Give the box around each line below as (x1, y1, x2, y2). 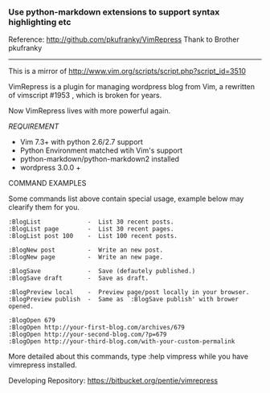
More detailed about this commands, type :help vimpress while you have (8, 352, 249, 362)
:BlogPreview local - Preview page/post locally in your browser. (8, 289, 250, 297)
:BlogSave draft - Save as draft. (8, 274, 149, 283)
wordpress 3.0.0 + (19, 163, 81, 173)
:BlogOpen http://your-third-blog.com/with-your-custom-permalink (8, 338, 235, 346)
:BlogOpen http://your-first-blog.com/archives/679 (8, 324, 185, 332)
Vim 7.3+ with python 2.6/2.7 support (19, 137, 143, 147)
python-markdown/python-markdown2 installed (19, 154, 179, 164)
